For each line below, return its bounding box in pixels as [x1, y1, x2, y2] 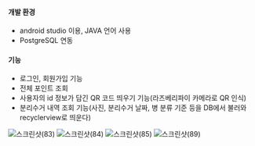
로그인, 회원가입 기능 [19, 74, 83, 84]
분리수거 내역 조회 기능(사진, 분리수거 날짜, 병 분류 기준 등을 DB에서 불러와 [19, 103, 247, 112]
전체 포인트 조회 [19, 84, 68, 93]
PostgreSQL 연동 [19, 36, 73, 45]
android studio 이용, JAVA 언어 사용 [19, 26, 132, 35]
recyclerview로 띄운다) [19, 113, 92, 123]
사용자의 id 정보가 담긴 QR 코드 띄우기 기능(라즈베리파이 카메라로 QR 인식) [19, 94, 247, 103]
